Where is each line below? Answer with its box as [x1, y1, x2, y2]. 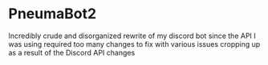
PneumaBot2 [8, 5, 97, 23]
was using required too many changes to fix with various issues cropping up [8, 39, 261, 48]
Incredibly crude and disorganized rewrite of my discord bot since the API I [8, 31, 257, 40]
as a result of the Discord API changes [8, 48, 136, 57]
